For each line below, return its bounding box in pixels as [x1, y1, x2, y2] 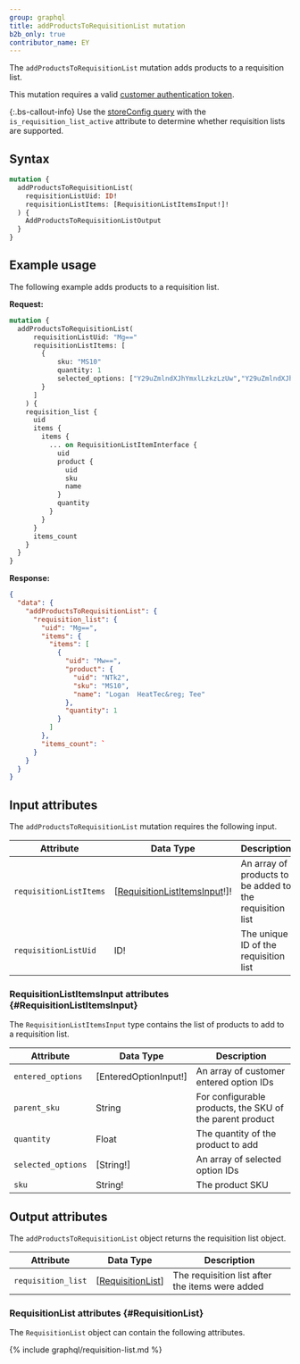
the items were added [172, 1280, 264, 1293]
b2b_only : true [9, 29, 66, 38]
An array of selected [196, 1153, 282, 1166]
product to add [196, 1139, 259, 1152]
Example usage [9, 258, 96, 273]
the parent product [196, 1113, 275, 1126]
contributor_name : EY [9, 37, 90, 47]
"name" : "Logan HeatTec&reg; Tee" [72, 689, 205, 699]
